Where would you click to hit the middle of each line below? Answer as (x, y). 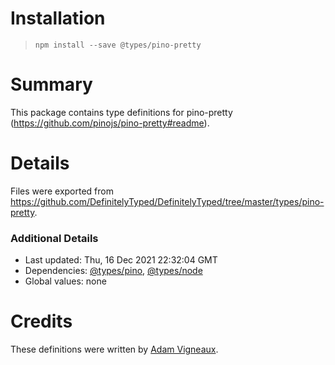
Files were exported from (62, 191)
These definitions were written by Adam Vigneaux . (114, 349)
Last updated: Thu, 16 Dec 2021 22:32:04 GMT (121, 260)
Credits (41, 321)
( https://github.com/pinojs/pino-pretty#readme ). (110, 123)
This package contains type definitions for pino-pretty (121, 112)
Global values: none (65, 281)
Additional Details (54, 238)
